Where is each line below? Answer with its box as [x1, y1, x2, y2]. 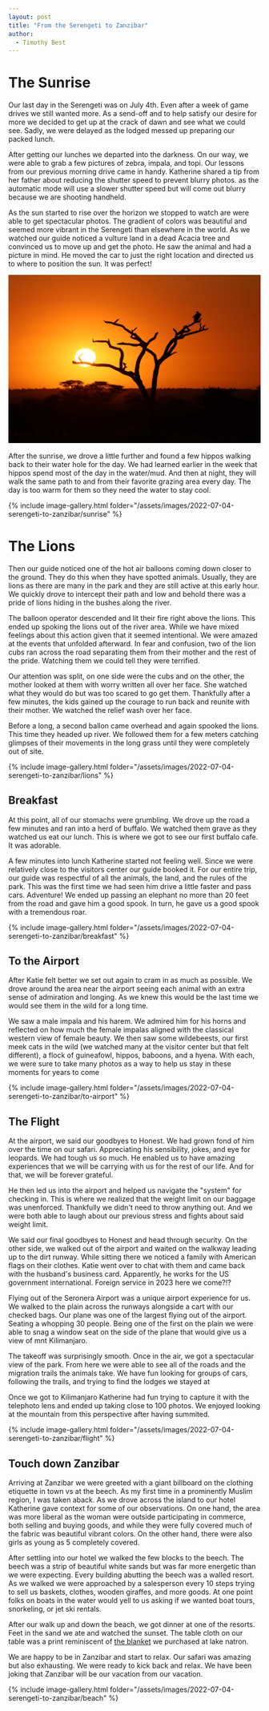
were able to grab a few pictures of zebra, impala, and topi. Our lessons [8, 159, 244, 168]
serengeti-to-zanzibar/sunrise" [8, 509, 110, 518]
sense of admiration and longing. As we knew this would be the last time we [8, 992, 259, 1002]
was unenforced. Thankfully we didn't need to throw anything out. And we [8, 1202, 253, 1213]
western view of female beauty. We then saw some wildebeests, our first [8, 1033, 248, 1043]
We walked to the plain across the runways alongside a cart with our [8, 1302, 234, 1311]
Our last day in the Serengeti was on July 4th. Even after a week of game [8, 100, 249, 110]
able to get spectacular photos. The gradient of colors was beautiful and [8, 216, 247, 226]
